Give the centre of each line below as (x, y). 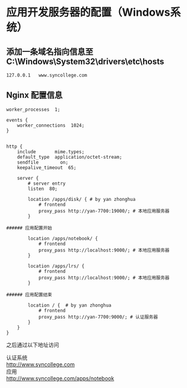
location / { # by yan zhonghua (70, 305)
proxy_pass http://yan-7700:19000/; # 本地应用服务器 (104, 211)
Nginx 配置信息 (35, 95)
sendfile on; (43, 162)
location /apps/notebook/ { (63, 238)
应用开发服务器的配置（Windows (88, 12)
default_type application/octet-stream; (69, 157)
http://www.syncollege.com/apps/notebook (60, 378)
